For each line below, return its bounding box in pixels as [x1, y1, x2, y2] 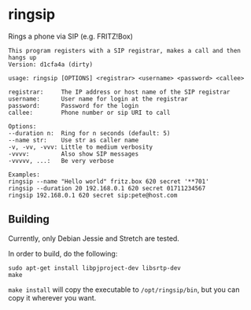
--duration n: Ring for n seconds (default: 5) [8, 129, 171, 137]
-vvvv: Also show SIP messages [8, 149, 139, 158]
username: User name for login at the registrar [8, 94, 189, 103]
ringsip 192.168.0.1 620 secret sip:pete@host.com [8, 191, 178, 199]
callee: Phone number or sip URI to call [8, 109, 171, 116]
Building [8, 212, 50, 226]
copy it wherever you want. [8, 293, 97, 302]
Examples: [8, 171, 41, 179]
